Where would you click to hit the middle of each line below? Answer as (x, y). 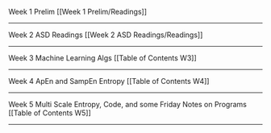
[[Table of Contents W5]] (50, 113)
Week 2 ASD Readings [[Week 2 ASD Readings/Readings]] (106, 35)
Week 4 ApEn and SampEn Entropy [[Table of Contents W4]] (109, 81)
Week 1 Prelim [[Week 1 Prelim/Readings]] (78, 12)
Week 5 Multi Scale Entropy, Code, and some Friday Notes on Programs (128, 104)
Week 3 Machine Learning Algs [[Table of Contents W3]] (103, 58)
